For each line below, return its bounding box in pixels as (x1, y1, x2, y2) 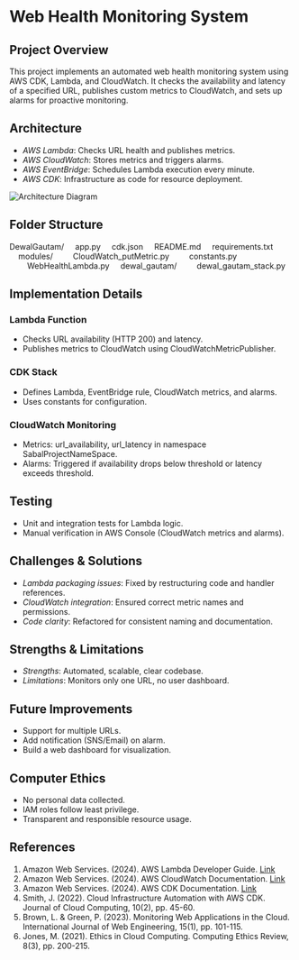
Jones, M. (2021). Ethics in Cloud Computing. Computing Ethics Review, (22, 930, 290, 941)
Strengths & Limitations (9, 642, 144, 657)
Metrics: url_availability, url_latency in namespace (22, 439, 207, 450)
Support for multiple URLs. (22, 726, 122, 736)
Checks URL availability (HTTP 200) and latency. (22, 334, 204, 344)
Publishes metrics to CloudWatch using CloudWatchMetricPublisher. (22, 343, 276, 354)
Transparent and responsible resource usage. (22, 813, 192, 824)
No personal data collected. (22, 794, 126, 805)
